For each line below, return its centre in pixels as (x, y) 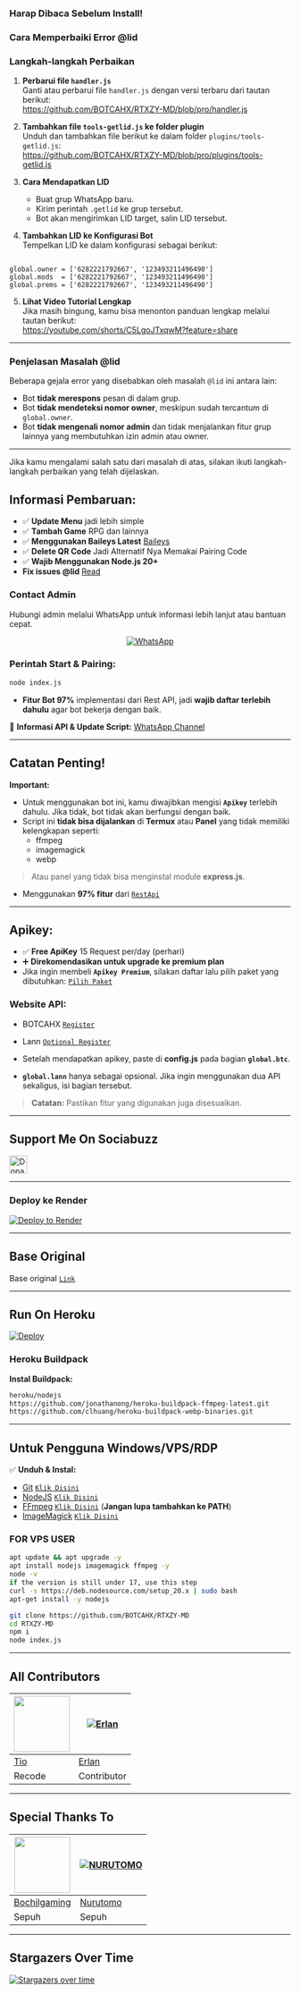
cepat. (21, 623)
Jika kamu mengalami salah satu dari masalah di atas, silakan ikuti (131, 462)
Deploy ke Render (48, 1201)
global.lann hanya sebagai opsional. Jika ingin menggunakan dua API (151, 1076)
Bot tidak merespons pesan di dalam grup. (101, 398)
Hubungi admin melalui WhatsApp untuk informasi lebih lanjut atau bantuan (148, 614)
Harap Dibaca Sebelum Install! (76, 13)
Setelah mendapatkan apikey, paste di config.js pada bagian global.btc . (156, 1059)
